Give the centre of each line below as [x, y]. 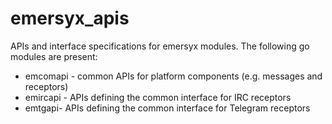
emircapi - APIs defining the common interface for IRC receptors [158, 97]
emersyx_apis [70, 18]
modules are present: [54, 56]
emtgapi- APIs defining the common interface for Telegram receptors [167, 108]
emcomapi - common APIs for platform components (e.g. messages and [173, 76]
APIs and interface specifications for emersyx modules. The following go [160, 46]
